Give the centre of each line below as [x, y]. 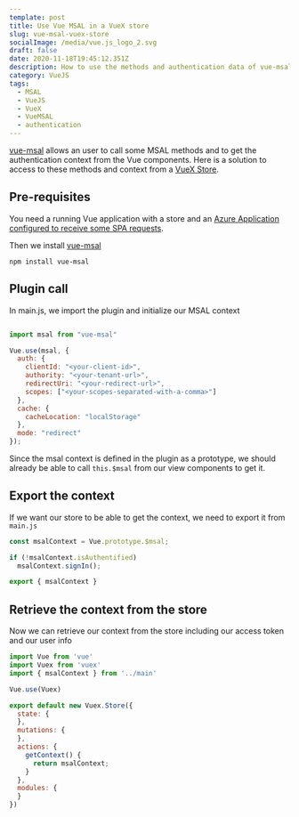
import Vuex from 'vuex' [55, 665]
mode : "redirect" [49, 433]
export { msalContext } [53, 582]
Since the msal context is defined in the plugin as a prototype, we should [142, 458]
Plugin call [39, 289]
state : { [33, 714]
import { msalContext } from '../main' [83, 673]
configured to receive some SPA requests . [87, 228]
